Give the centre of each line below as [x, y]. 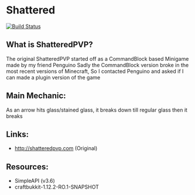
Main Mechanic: [36, 96]
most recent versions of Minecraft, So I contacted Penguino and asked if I [95, 71]
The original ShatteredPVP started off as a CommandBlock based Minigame [97, 58]
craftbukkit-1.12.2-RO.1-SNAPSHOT [57, 187]
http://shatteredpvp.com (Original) [56, 148]
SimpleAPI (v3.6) [35, 181]
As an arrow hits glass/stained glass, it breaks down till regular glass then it [97, 110]
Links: [18, 134]
